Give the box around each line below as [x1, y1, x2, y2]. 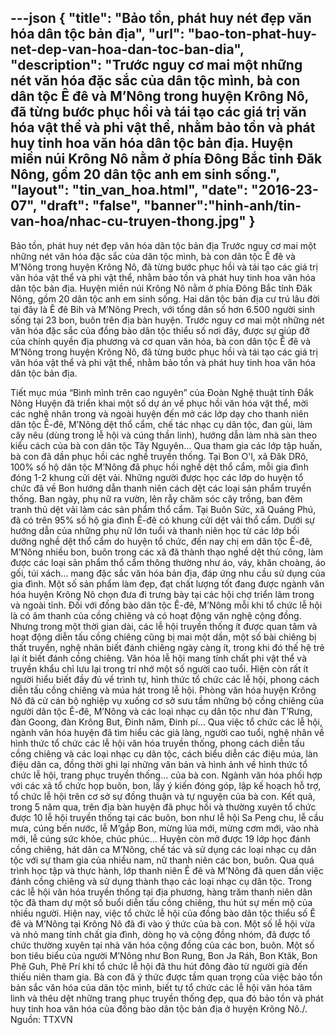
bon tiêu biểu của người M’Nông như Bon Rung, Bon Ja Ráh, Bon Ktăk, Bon [10, 949, 318, 961]
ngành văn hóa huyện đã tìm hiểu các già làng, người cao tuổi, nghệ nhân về [10, 726, 325, 738]
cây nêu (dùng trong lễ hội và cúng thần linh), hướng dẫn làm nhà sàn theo [10, 429, 318, 441]
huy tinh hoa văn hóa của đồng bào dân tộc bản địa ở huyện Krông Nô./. [10, 1002, 308, 1015]
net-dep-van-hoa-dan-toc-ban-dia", [10, 41, 245, 58]
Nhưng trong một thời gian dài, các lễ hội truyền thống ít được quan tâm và [10, 620, 318, 632]
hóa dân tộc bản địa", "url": [10, 26, 185, 43]
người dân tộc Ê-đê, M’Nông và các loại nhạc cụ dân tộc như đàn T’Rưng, [10, 705, 313, 717]
